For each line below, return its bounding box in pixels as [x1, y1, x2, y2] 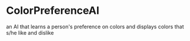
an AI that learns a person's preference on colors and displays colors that [6, 23, 184, 30]
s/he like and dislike [6, 29, 54, 36]
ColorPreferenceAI [6, 4, 100, 17]
